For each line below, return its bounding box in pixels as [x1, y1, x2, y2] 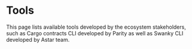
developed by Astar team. [6, 36, 70, 43]
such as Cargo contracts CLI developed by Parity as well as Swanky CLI [6, 29, 184, 36]
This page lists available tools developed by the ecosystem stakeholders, [6, 23, 187, 30]
